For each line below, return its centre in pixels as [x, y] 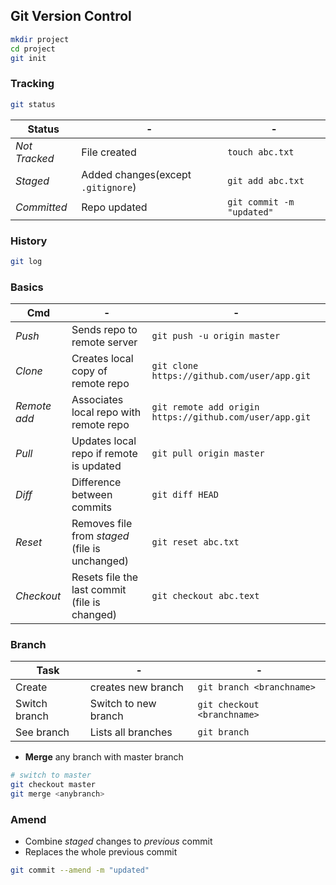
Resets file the [105, 577]
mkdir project [40, 39]
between [92, 495]
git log [26, 261]
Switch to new [123, 704]
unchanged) [100, 561]
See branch [42, 732]
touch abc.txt [261, 152]
